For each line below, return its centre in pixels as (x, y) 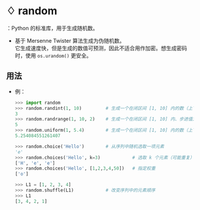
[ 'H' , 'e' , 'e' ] (35, 163)
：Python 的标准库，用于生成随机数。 (52, 28)
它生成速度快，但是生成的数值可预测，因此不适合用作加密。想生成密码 (101, 48)
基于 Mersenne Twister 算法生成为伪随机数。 (70, 40)
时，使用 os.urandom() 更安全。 (53, 55)
